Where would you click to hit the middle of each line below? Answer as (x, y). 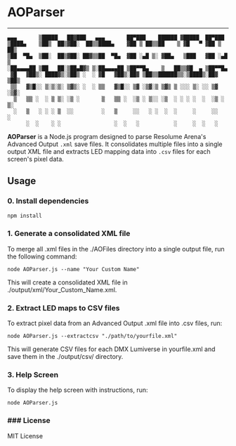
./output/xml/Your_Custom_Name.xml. (62, 289)
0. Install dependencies (48, 201)
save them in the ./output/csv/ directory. (65, 357)
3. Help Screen (33, 375)
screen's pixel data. (36, 159)
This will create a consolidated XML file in (67, 282)
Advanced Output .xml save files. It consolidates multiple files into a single (115, 144)
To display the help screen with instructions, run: (78, 390)
